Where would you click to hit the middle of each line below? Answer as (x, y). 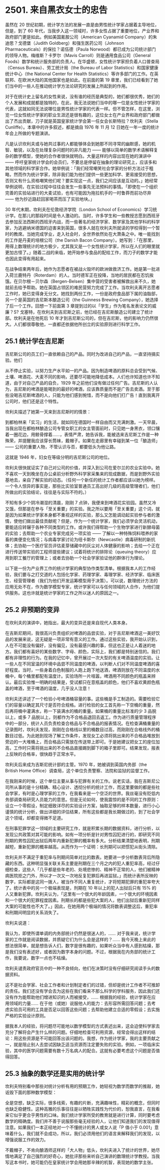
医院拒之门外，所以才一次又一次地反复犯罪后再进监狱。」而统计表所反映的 (83, 875)
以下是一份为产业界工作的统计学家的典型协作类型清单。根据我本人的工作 (78, 568)
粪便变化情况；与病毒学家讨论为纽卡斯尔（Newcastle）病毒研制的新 (82, 539)
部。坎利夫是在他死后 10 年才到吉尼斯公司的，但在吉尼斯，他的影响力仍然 (80, 318)
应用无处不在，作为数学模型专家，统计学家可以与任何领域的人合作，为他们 (80, 586)
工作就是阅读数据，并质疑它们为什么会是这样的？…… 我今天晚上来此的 (85, 939)
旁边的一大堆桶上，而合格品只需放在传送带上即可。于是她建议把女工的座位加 (82, 742)
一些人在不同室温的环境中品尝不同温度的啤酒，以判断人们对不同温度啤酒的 (80, 664)
